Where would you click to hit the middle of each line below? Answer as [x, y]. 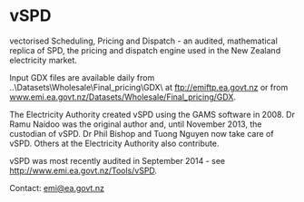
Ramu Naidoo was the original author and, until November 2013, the [136, 124]
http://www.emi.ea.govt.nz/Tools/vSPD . [83, 170]
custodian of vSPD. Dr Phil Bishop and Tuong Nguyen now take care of [142, 133]
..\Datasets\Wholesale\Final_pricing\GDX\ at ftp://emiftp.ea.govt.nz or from [149, 87]
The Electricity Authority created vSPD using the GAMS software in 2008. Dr [152, 114]
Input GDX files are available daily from [82, 77]
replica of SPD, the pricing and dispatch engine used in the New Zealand [145, 50]
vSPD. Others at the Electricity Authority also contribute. [114, 143]
